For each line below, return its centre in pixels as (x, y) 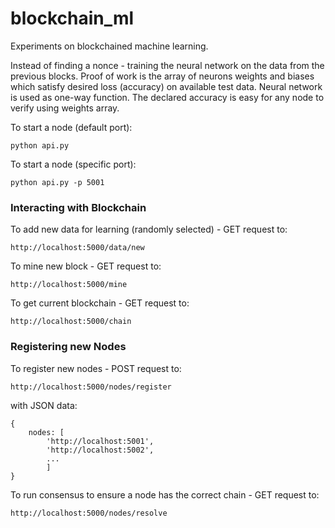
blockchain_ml (72, 18)
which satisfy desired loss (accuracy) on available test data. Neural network (166, 86)
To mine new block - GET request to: (86, 266)
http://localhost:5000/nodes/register (91, 387)
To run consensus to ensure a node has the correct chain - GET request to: (165, 494)
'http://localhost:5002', (100, 450)
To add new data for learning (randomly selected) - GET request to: (149, 229)
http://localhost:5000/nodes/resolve (89, 513)
